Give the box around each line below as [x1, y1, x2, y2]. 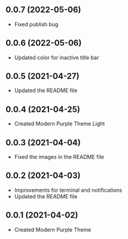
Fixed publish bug [14, 20, 59, 27]
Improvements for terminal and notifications [14, 186, 123, 194]
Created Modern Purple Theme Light [14, 120, 105, 127]
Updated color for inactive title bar [14, 54, 99, 61]
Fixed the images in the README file [14, 154, 104, 161]
